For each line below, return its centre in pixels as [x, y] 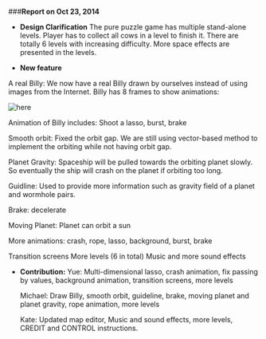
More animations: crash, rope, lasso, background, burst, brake [110, 241]
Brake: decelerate [37, 210]
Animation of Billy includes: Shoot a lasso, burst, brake [98, 122]
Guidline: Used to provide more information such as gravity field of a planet [131, 186]
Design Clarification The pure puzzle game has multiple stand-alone [133, 27]
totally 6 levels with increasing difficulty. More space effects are [125, 44]
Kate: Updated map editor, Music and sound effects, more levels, [126, 319]
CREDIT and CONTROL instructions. [79, 328]
